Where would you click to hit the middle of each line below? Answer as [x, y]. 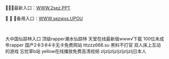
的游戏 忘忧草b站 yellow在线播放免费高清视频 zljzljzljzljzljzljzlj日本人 [76, 51]
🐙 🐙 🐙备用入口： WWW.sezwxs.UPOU [44, 18]
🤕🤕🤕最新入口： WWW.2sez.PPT [38, 8]
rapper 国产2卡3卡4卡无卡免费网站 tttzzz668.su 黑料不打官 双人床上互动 [85, 45]
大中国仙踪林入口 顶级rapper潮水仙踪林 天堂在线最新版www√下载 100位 [80, 39]
